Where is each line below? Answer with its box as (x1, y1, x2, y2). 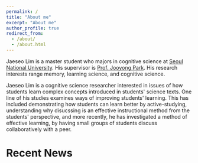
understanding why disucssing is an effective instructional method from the (6, 107, 190, 114)
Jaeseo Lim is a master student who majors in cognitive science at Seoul (6, 57, 183, 65)
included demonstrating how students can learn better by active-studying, (6, 100, 187, 107)
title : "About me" (6, 14, 51, 20)
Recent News (6, 146, 73, 160)
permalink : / (6, 8, 38, 15)
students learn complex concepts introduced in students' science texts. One (6, 88, 192, 95)
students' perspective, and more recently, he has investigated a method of (6, 113, 187, 120)
